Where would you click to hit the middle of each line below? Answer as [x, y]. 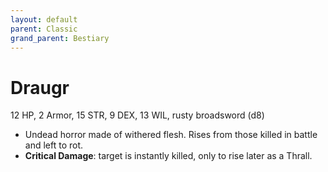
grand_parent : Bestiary [60, 38]
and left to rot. [54, 145]
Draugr [40, 87]
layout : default [44, 19]
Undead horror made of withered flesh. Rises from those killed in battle [171, 135]
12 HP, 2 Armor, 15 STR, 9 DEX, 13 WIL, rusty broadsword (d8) [137, 115]
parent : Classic [44, 29]
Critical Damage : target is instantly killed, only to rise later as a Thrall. [168, 156]
